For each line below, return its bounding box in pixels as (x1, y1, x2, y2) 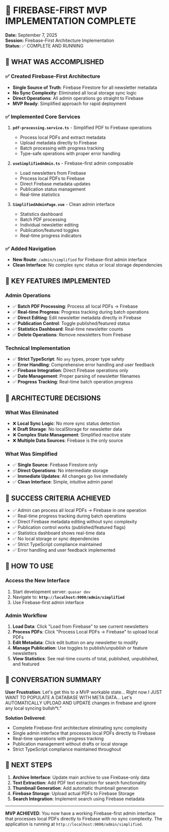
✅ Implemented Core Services (5, 113, 80, 120)
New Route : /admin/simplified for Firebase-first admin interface (12, 257, 147, 263)
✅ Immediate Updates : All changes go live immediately (12, 473, 128, 479)
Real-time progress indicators (20, 232, 82, 238)
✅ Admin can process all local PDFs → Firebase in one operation (12, 507, 147, 513)
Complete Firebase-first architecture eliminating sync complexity (12, 724, 147, 730)
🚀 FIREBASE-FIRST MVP (5, 5, 107, 16)
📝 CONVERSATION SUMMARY (5, 675, 102, 684)
